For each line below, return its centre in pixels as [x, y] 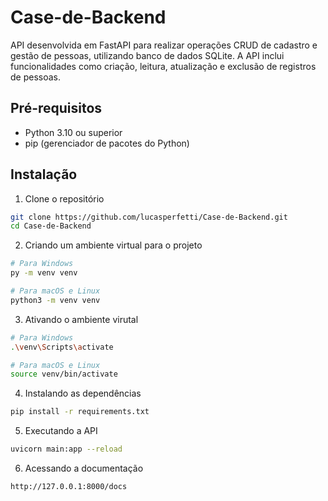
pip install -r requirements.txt [80, 412]
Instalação [44, 174]
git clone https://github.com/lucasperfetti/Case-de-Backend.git [149, 217]
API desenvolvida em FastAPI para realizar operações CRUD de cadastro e [164, 45]
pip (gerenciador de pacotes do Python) [107, 143]
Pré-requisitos [56, 108]
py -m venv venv [44, 273]
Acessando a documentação [84, 468]
